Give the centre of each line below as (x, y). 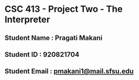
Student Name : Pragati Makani (53, 38)
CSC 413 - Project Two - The (64, 9)
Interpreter (27, 20)
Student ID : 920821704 (42, 55)
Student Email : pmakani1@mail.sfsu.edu (69, 71)
